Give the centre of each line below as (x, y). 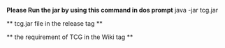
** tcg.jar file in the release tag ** (55, 23)
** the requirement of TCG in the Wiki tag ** (70, 37)
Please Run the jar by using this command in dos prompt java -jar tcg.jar (112, 10)
